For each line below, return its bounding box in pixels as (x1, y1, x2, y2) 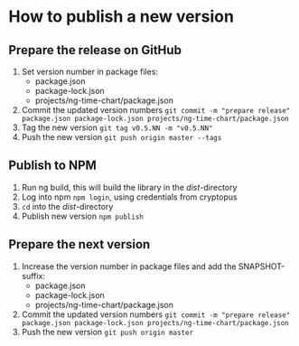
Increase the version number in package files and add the (21, 260, 237, 272)
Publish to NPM (8, 158, 97, 173)
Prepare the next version (8, 237, 151, 252)
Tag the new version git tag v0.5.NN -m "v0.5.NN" (21, 122, 213, 133)
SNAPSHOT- (238, 260, 285, 272)
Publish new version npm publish (21, 210, 144, 221)
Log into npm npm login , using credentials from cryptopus (21, 192, 238, 202)
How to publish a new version (8, 6, 234, 27)
